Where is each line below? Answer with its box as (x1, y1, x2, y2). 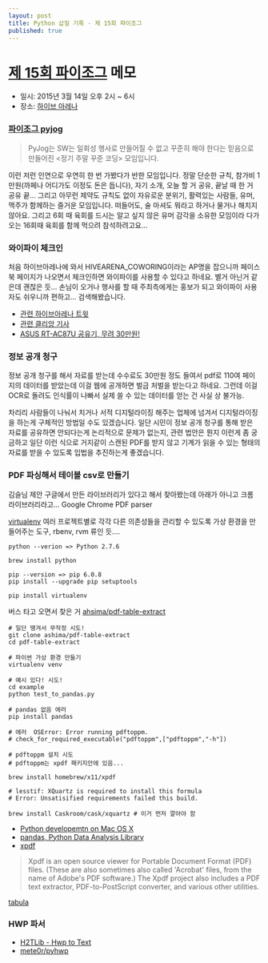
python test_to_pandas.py (8, 690, 94, 698)
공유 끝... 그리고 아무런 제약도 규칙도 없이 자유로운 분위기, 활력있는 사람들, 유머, (8, 190, 255, 200)
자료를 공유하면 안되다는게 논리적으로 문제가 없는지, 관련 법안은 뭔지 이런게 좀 (8, 427, 250, 437)
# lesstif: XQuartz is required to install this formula (8, 787, 202, 795)
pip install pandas (8, 712, 74, 720)
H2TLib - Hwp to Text (19, 937, 92, 947)
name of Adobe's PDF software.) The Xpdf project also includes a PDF (27, 873, 261, 883)
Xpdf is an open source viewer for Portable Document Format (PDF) (27, 856, 252, 865)
